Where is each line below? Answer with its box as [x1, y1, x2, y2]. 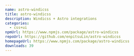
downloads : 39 [5, 43, 34, 48]
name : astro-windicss [5, 7, 49, 12]
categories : [5, 20, 29, 26]
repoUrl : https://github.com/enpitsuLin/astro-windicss [5, 35, 121, 39]
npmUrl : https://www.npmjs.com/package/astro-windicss [5, 30, 119, 35]
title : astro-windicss [5, 12, 51, 17]
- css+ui [9, 25, 27, 30]
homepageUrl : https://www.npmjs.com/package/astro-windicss [5, 39, 130, 44]
